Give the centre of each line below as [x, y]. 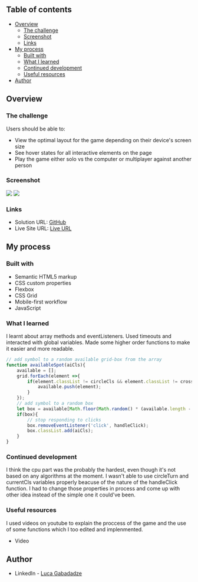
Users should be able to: [36, 129]
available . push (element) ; [69, 387]
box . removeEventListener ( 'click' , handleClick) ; [88, 425]
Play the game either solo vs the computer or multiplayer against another [103, 159]
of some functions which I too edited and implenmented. [75, 529]
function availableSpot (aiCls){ [46, 365]
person [23, 165]
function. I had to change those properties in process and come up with [93, 489]
